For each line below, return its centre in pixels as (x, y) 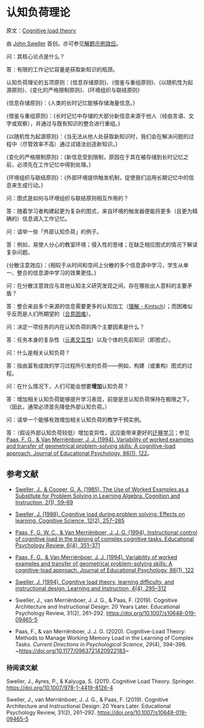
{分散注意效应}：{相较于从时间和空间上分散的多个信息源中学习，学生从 (95, 265)
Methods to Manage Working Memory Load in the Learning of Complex (104, 638)
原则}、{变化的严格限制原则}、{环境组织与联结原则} (76, 90)
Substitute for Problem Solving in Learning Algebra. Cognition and (97, 496)
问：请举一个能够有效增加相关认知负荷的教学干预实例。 (75, 419)
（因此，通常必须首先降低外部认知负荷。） (58, 406)
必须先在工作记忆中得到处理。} (54, 164)
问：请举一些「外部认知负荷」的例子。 (54, 231)
